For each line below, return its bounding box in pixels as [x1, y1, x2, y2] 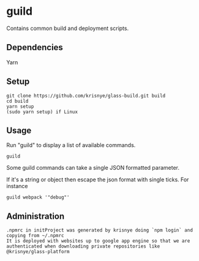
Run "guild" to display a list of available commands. [6, 142, 136, 149]
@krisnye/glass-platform [6, 249, 70, 255]
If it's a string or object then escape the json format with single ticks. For [6, 176, 189, 183]
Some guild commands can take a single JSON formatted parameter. [6, 164, 179, 172]
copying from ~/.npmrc [6, 233, 64, 239]
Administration [6, 211, 65, 221]
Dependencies [6, 42, 63, 53]
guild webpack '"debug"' [6, 194, 70, 200]
